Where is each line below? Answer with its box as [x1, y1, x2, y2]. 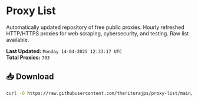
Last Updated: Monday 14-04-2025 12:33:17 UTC [6, 47, 122, 54]
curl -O [6, 90, 25, 96]
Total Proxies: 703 [6, 54, 50, 61]
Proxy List [6, 4, 56, 18]
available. [6, 36, 29, 43]
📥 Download [6, 72, 54, 82]
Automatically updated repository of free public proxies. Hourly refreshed [6, 24, 184, 31]
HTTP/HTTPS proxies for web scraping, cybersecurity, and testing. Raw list [6, 29, 189, 37]
